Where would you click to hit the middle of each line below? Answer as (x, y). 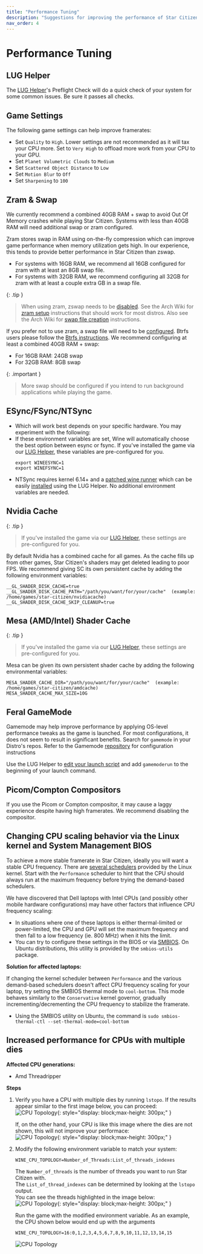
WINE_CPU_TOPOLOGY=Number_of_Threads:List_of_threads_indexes (95, 1160)
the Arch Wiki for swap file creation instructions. (81, 319)
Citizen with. (31, 1178)
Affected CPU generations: (41, 1064)
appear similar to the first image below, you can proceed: (86, 1106)
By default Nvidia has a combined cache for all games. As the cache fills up (100, 556)
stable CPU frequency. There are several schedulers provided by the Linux (99, 867)
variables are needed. (42, 492)
